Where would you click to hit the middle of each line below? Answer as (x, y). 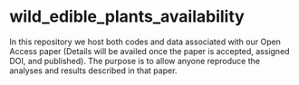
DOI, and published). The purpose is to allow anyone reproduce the (135, 61)
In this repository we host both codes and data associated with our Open (145, 42)
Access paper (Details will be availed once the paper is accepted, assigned (149, 51)
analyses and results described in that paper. (93, 71)
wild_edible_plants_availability (127, 17)
